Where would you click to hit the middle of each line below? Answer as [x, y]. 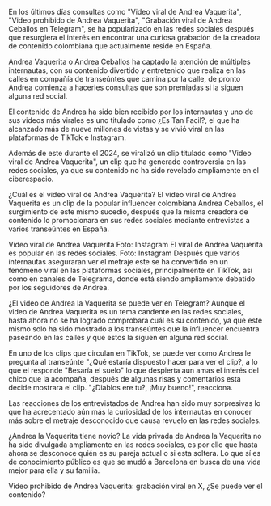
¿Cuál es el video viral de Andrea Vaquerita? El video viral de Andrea [123, 194]
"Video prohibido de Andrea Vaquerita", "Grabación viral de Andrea [121, 20]
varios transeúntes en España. [59, 229]
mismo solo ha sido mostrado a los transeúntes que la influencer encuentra [134, 329]
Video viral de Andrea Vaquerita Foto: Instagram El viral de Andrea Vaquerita [135, 245]
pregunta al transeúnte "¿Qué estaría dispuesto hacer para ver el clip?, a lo [133, 362]
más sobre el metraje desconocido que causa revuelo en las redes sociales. [135, 420]
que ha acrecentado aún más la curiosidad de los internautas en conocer [130, 412]
